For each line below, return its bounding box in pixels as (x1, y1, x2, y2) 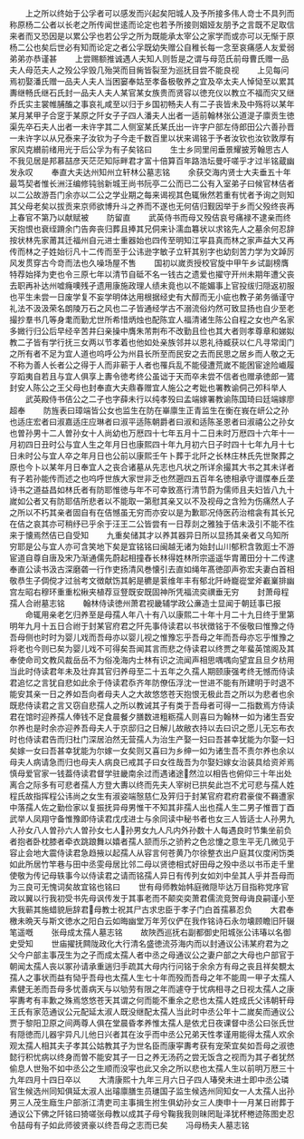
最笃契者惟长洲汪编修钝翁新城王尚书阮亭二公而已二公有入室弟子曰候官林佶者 (9, 178, 295, 189)
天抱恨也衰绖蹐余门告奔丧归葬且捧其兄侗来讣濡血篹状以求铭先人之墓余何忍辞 (9, 223, 295, 234)
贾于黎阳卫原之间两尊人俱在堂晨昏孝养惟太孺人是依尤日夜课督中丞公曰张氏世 (9, 1017, 295, 1028)
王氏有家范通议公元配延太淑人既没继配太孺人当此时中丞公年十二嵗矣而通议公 (9, 1006, 295, 1016)
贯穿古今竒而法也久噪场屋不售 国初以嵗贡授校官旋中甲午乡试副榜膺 (24, 258, 290, 268)
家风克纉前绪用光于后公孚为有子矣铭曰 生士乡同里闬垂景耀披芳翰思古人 (9, 144, 290, 154)
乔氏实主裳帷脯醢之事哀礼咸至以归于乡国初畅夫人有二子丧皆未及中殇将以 (9, 99, 279, 109)
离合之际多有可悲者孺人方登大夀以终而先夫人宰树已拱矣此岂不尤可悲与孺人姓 (9, 780, 295, 790)
